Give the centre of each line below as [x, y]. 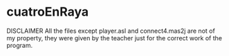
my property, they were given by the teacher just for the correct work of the [114, 38]
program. [20, 45]
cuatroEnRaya [48, 12]
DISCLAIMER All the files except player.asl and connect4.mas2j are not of [111, 31]
